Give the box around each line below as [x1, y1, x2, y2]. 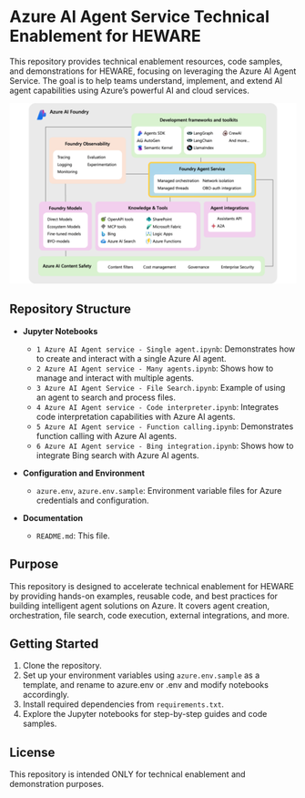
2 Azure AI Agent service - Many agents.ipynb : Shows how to [36, 363, 274, 373]
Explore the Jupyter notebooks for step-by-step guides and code [22, 709, 268, 720]
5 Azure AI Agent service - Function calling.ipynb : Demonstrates [36, 421, 294, 432]
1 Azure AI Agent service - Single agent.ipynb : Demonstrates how [36, 343, 296, 354]
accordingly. [22, 690, 70, 701]
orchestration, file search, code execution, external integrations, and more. [9, 609, 290, 620]
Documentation [22, 512, 84, 523]
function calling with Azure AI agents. [36, 430, 178, 441]
